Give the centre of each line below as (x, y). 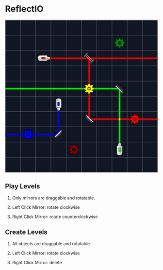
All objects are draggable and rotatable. (51, 244)
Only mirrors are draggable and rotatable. (54, 198)
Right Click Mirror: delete (37, 263)
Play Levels (23, 186)
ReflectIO (24, 9)
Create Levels (26, 232)
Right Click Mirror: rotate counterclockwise (55, 217)
